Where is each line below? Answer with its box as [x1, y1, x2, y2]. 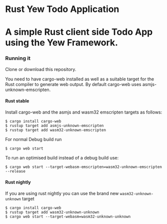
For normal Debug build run [5, 136, 62, 142]
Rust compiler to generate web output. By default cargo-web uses [5, 81, 141, 87]
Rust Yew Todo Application [5, 3, 119, 15]
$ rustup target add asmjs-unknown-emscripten [5, 123, 104, 128]
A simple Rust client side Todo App [5, 26, 153, 38]
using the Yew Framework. [5, 37, 118, 48]
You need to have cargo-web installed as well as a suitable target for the [5, 76, 154, 82]
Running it [5, 55, 31, 62]
